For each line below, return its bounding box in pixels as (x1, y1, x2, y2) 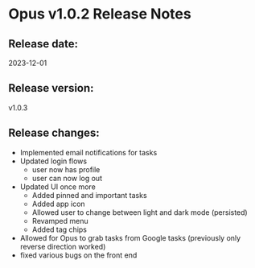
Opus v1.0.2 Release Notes (8, 5, 191, 23)
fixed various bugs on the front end (19, 250, 138, 260)
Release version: (8, 81, 94, 95)
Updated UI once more (19, 182, 97, 192)
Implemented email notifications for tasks (19, 147, 158, 157)
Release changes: (8, 126, 101, 140)
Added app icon (31, 199, 86, 208)
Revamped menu (31, 216, 88, 225)
